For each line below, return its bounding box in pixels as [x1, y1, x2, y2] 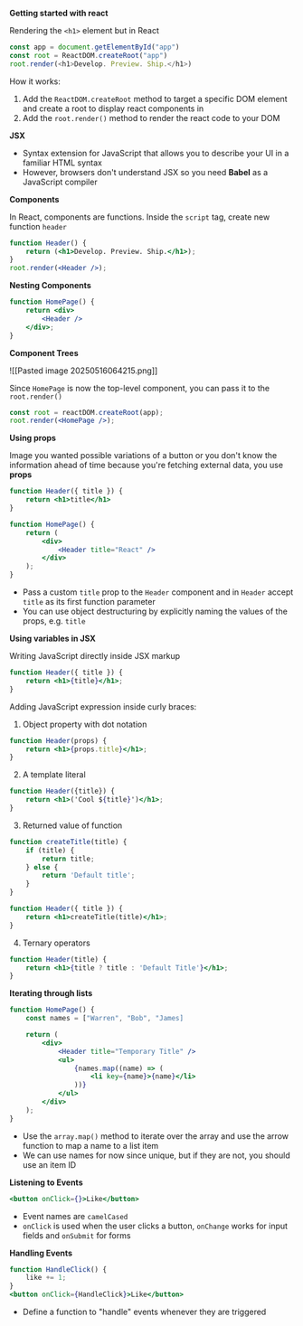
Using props [9, 433, 57, 444]
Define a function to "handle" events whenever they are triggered [22, 1306, 267, 1317]
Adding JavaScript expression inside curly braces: [9, 701, 197, 712]
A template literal [22, 769, 86, 780]
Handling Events [9, 1247, 73, 1258]
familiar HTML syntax [22, 157, 102, 168]
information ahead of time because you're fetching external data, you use [9, 460, 283, 471]
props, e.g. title [22, 616, 86, 626]
